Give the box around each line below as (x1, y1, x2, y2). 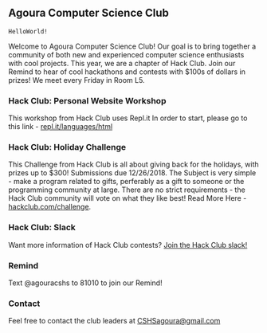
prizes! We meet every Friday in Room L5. (8, 75, 145, 84)
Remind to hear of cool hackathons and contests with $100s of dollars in (8, 67, 245, 76)
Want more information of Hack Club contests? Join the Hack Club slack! (8, 240, 248, 249)
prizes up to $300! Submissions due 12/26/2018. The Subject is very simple (8, 168, 257, 178)
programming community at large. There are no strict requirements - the (8, 185, 245, 194)
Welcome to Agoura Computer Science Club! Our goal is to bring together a (8, 41, 257, 51)
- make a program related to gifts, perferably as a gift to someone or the (8, 177, 245, 186)
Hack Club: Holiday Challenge (8, 142, 127, 153)
